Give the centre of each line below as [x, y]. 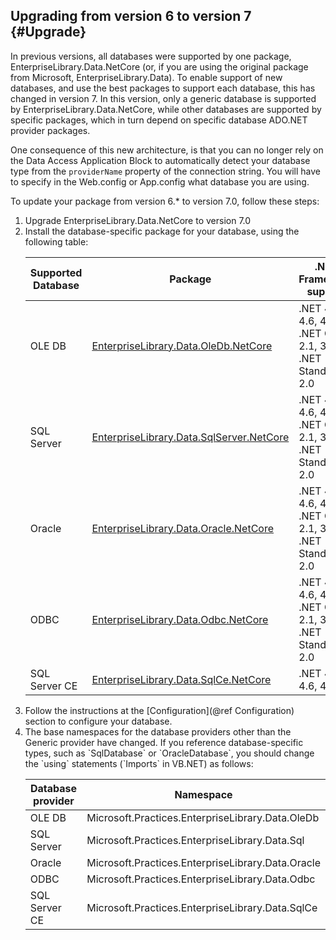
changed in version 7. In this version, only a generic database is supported [163, 98]
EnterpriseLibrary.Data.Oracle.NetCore [183, 528]
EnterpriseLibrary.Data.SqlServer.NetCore [190, 437]
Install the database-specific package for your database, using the [162, 231]
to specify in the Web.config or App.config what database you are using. [160, 181]
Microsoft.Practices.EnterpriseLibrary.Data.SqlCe [202, 907]
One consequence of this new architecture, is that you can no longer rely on [167, 150]
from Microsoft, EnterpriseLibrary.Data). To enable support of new [146, 77]
